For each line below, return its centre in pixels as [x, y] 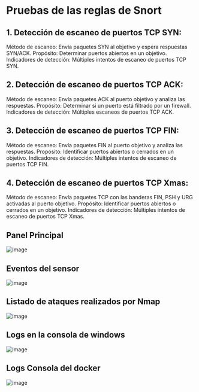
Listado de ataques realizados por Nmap [83, 302]
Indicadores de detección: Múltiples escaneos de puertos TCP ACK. [90, 112]
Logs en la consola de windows [66, 335]
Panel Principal [35, 235]
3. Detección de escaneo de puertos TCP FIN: [93, 131]
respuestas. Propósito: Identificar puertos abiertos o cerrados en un [90, 151]
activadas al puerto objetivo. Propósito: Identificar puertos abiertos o [91, 203]
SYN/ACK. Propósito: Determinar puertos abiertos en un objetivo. [87, 53]
